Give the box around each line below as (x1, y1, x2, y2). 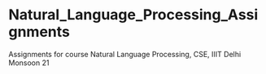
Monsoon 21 (8, 58, 50, 68)
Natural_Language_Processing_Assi (8, 6, 259, 24)
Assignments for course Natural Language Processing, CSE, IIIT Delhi (8, 49, 242, 59)
